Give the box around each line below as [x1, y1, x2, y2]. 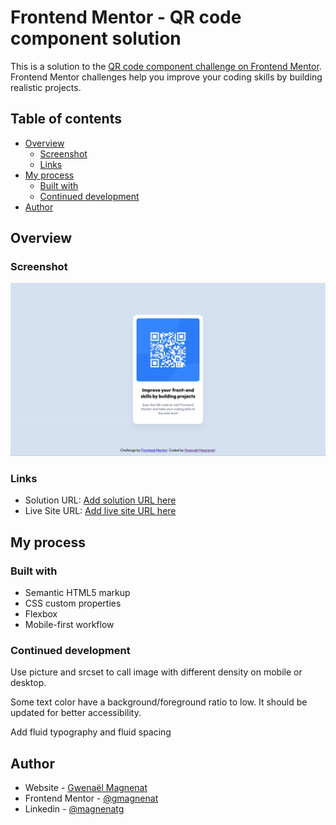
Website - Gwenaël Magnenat [24, 782, 148, 794]
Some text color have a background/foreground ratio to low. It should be [10, 696, 308, 708]
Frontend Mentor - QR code [10, 6, 242, 29]
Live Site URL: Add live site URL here [24, 505, 177, 517]
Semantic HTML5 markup [24, 587, 131, 599]
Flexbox [24, 608, 58, 620]
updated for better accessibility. [10, 707, 142, 719]
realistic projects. [10, 81, 82, 93]
